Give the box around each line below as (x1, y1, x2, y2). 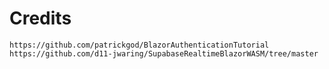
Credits (9, 7, 72, 30)
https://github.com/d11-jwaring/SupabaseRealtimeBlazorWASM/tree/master (9, 48, 319, 59)
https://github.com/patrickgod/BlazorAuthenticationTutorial (9, 40, 270, 50)
